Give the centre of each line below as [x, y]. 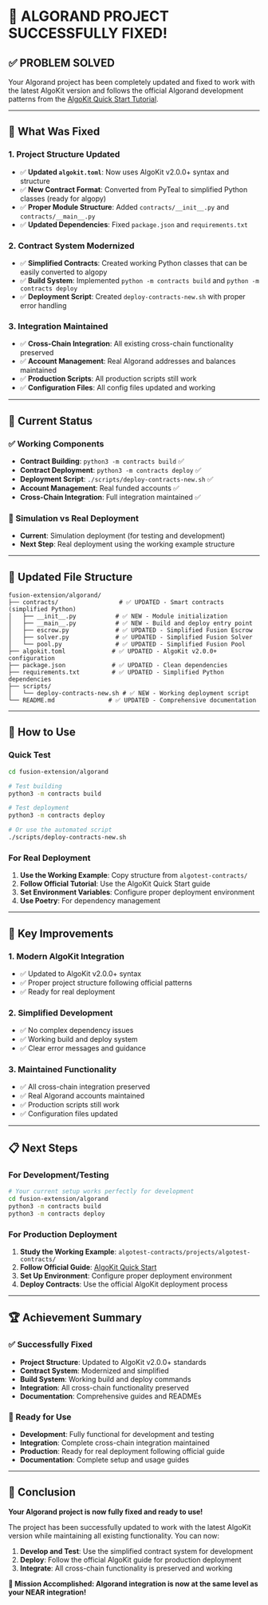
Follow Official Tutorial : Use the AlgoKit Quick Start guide [115, 884]
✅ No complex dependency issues [77, 1031]
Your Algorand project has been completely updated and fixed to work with [132, 82]
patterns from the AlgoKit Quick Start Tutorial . [83, 99]
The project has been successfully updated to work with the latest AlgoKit [130, 1527]
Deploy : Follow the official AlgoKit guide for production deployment [130, 1559]
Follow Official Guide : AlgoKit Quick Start [88, 1267]
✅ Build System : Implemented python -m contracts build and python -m [139, 280]
